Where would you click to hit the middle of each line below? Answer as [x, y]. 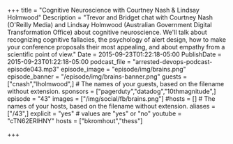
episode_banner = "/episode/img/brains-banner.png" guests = [97, 77]
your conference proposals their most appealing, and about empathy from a [116, 47]
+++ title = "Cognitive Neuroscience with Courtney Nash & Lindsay [104, 10]
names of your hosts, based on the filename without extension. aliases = [112, 106]
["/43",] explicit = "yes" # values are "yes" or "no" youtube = [95, 113]
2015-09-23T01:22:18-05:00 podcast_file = [69, 62]
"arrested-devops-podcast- [172, 62]
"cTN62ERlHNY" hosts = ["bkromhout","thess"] [75, 121]
